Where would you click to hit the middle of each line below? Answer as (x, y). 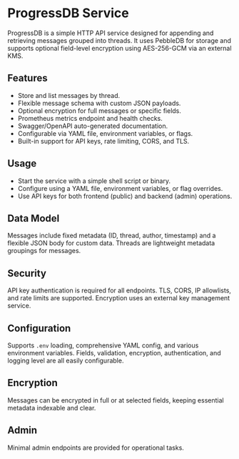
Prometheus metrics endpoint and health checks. (90, 118)
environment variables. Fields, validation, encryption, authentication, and (114, 353)
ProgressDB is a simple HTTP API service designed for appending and (111, 33)
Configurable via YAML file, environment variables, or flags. (105, 133)
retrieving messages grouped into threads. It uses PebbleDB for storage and (119, 40)
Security (27, 273)
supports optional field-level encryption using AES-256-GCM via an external (119, 48)
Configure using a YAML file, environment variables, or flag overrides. (120, 188)
